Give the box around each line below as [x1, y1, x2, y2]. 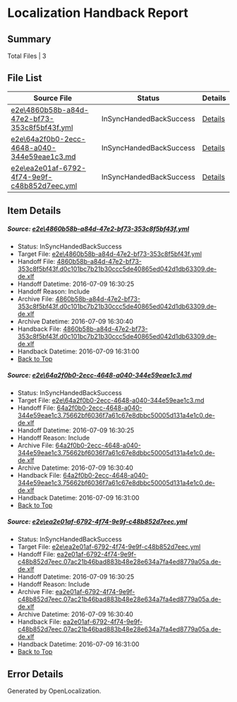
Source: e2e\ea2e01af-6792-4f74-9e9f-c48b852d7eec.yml [7, 517, 188, 526]
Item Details [7, 205, 61, 217]
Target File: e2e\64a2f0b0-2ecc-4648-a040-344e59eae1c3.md [17, 397, 205, 405]
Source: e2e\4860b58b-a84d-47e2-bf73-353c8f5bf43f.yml [7, 224, 190, 233]
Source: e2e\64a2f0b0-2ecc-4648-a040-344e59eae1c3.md [7, 370, 192, 379]
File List [7, 72, 42, 84]
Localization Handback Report [7, 5, 189, 21]
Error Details [7, 668, 63, 680]
